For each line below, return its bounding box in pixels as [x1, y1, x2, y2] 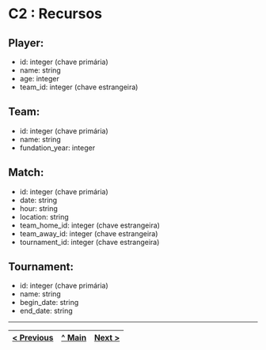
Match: [8, 166, 44, 179]
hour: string [19, 203, 58, 213]
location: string [19, 212, 69, 221]
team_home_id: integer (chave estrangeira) [19, 220, 161, 230]
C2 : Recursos [8, 5, 103, 23]
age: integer [19, 74, 59, 83]
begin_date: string [19, 298, 79, 307]
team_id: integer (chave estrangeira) [19, 82, 139, 92]
